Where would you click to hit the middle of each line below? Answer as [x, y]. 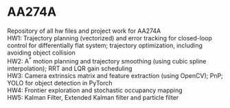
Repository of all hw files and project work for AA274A [84, 31]
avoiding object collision [41, 53]
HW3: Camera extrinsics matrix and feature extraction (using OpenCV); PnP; [115, 75]
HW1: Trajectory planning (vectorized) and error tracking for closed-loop [110, 38]
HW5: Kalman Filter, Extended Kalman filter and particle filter [93, 97]
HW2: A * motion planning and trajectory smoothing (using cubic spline [107, 60]
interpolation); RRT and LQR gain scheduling [70, 68]
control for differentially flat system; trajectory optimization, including [105, 45]
